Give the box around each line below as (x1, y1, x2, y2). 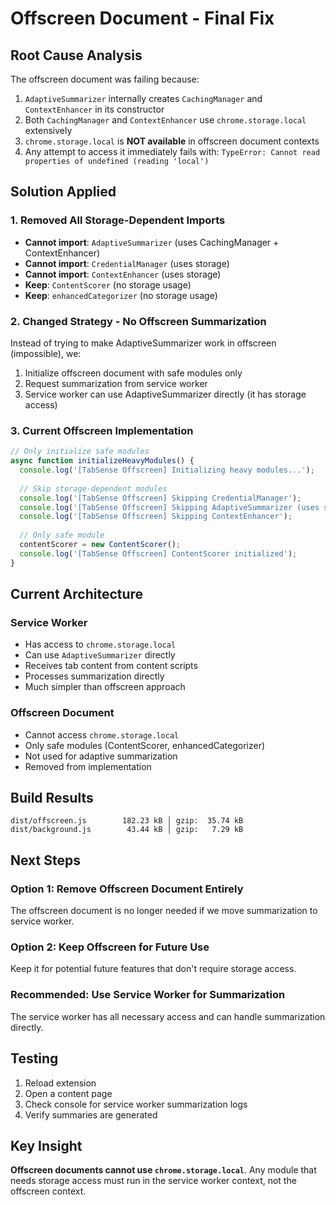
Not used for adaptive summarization (24, 750, 178, 762)
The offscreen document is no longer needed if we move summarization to (10, 905, 318, 917)
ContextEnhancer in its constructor (24, 103, 165, 115)
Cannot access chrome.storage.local (24, 728, 180, 741)
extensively (24, 125, 73, 136)
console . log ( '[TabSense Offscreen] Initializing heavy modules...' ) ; (19, 465, 315, 476)
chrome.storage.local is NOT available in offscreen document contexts (24, 135, 320, 147)
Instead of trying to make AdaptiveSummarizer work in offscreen (10, 337, 277, 349)
